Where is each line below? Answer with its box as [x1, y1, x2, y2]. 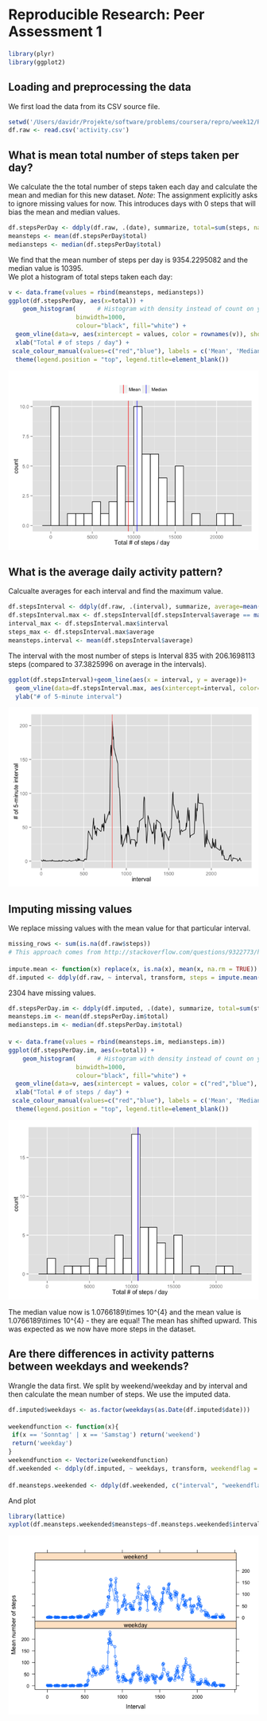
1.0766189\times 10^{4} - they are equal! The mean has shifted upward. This [8, 1315, 257, 1325]
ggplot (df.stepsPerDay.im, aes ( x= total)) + [8, 1046, 155, 1054]
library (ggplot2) [8, 58, 66, 66]
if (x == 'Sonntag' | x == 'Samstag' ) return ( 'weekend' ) [11, 1431, 201, 1439]
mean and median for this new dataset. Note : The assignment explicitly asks [8, 190, 258, 200]
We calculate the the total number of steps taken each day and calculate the [8, 182, 258, 192]
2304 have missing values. [8, 988, 97, 998]
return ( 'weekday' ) [11, 1440, 73, 1448]
